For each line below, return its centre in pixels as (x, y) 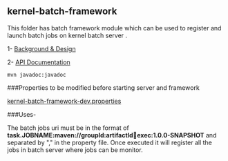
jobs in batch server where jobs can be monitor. (75, 150)
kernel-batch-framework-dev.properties (64, 101)
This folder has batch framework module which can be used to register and (114, 28)
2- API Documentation (39, 62)
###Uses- (22, 114)
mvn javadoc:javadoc (37, 75)
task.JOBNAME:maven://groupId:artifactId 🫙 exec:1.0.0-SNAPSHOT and (112, 135)
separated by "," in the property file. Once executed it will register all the (110, 142)
